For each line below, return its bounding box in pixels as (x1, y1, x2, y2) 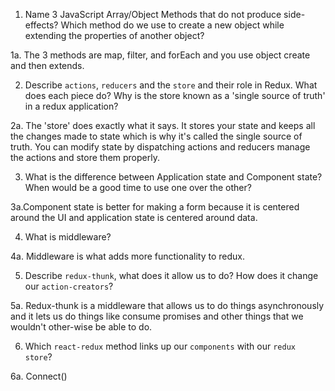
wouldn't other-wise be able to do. (10, 321, 153, 333)
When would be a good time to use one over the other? (24, 182, 252, 193)
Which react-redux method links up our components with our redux (24, 340, 296, 352)
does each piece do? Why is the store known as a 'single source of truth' (24, 90, 326, 101)
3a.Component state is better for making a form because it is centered (10, 201, 300, 213)
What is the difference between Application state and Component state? (24, 171, 323, 183)
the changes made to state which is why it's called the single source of (10, 130, 303, 142)
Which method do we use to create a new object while (60, 19, 285, 31)
